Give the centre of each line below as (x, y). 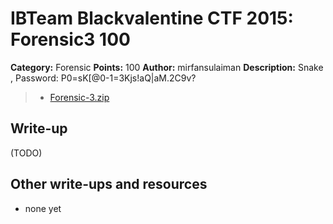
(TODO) (26, 153)
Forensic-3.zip (79, 97)
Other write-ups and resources (109, 184)
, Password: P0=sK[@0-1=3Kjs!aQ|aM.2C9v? (103, 78)
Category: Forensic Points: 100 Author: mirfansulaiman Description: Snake (167, 67)
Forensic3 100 (70, 39)
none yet (43, 208)
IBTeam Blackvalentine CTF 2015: (152, 18)
